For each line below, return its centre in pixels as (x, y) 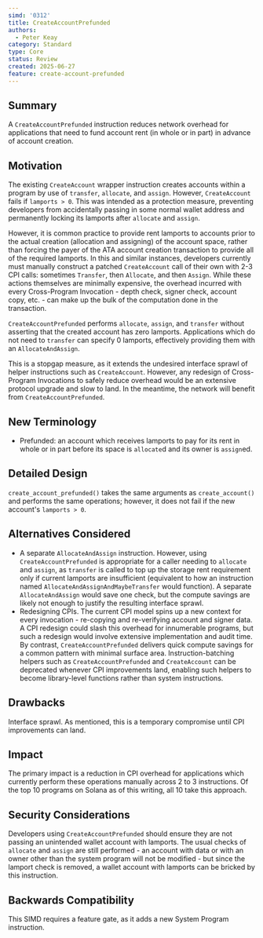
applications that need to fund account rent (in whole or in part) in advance (130, 133)
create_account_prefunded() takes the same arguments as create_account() (131, 492)
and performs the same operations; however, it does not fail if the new (122, 501)
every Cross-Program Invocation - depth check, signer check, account (122, 292)
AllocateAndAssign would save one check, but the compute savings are (135, 594)
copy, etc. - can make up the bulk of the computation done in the (113, 300)
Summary (33, 106)
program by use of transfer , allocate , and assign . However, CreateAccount (130, 193)
